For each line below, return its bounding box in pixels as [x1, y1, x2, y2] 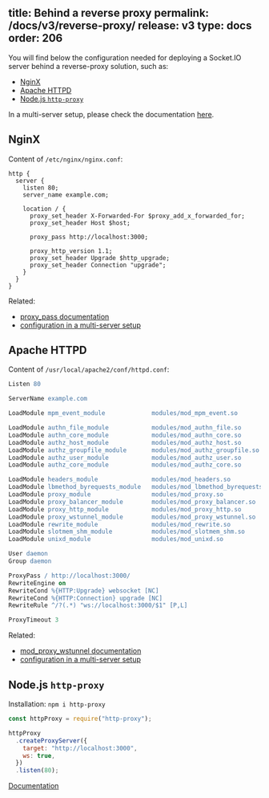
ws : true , [22, 751, 56, 759]
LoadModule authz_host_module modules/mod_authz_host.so [8, 438, 242, 446]
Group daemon [8, 557, 52, 565]
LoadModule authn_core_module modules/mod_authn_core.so [8, 431, 242, 439]
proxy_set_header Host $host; [29, 218, 130, 227]
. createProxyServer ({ [15, 736, 88, 745]
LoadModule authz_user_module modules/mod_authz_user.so [8, 454, 242, 462]
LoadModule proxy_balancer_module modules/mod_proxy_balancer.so [8, 498, 256, 506]
